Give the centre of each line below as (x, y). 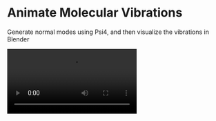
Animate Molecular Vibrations (95, 13)
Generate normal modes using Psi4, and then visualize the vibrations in (108, 32)
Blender (18, 39)
